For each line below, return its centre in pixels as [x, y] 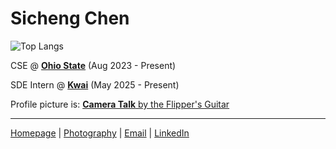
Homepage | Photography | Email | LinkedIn [100, 133]
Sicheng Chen [70, 18]
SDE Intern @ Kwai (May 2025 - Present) [95, 84]
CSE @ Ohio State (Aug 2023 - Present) [93, 65]
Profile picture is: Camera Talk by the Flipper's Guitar [120, 104]
